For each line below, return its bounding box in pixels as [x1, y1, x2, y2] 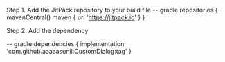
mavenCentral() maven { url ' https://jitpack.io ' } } [6, 13, 145, 21]
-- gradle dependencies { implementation [6, 40, 125, 48]
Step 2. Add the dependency [6, 27, 89, 34]
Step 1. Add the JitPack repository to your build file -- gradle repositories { [6, 6, 219, 14]
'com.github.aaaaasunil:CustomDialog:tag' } [6, 48, 132, 55]
